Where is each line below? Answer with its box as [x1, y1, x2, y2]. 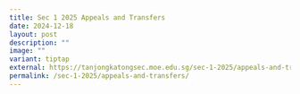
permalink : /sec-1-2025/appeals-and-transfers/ [9, 72, 190, 81]
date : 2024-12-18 [9, 21, 74, 30]
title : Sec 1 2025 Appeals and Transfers [9, 13, 166, 22]
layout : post [9, 30, 58, 38]
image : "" [9, 47, 46, 56]
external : [9, 64, 46, 73]
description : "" [9, 38, 70, 47]
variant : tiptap [9, 55, 70, 64]
